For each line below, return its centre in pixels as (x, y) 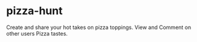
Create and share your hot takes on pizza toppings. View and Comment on (99, 27)
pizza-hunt (35, 11)
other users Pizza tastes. (37, 33)
